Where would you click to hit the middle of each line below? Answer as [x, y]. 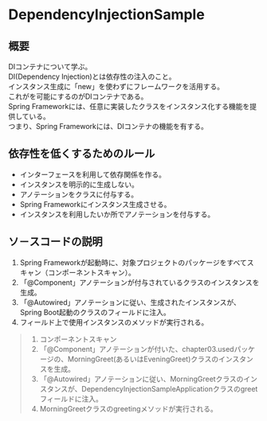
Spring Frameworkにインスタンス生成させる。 [95, 204]
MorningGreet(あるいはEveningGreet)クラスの [143, 359]
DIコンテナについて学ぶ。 [50, 66]
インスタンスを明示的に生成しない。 [79, 184]
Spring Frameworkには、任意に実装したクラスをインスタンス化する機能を [129, 106]
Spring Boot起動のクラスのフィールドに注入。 [95, 312]
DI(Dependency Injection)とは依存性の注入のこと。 [92, 76]
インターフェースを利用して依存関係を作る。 [92, 174]
